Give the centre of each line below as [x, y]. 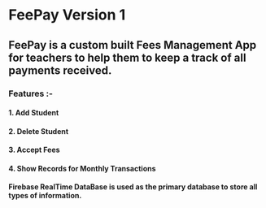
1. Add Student [34, 113]
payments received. [60, 70]
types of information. [45, 196]
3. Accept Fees [34, 150]
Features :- [31, 93]
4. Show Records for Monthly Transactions [82, 168]
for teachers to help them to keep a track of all [127, 57]
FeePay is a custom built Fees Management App [133, 45]
